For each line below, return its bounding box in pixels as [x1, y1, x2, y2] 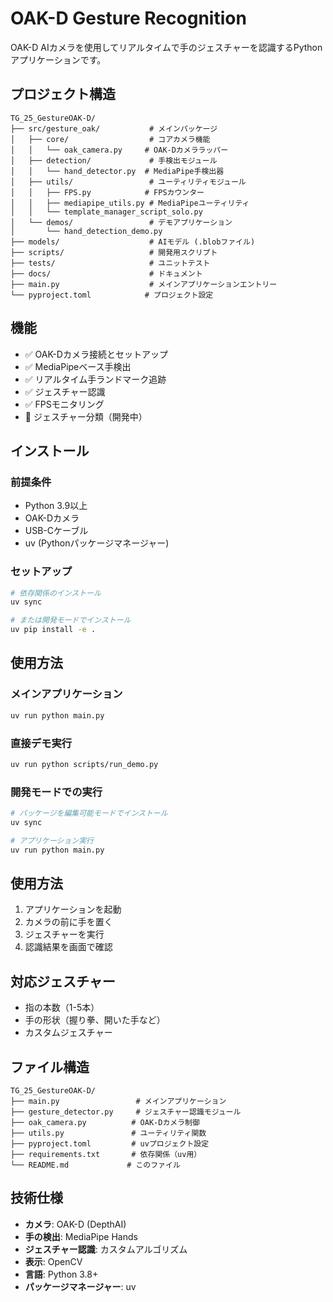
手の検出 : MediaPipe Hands [24, 1230, 138, 1242]
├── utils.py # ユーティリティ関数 [10, 1128, 207, 1139]
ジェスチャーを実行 [24, 928, 105, 941]
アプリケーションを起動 [24, 903, 122, 916]
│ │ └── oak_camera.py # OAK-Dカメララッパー [10, 145, 229, 155]
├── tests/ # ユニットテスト [10, 258, 211, 268]
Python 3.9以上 [24, 500, 88, 512]
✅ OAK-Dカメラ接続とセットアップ [24, 348, 168, 360]
